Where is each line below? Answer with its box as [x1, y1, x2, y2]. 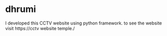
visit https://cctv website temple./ [5, 25, 75, 31]
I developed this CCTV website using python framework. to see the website [5, 20, 162, 26]
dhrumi [5, 3, 36, 15]
